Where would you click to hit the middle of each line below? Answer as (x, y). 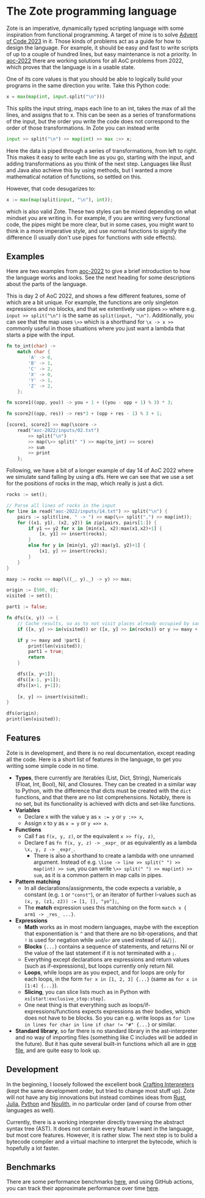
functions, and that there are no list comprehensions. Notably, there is (103, 797)
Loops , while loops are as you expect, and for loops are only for (104, 972)
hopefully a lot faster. (33, 1148)
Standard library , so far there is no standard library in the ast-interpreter (106, 1031)
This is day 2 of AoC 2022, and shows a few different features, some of (96, 296)
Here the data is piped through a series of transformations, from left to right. (102, 150)
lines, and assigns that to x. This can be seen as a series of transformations (101, 115)
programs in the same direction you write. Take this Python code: (88, 85)
